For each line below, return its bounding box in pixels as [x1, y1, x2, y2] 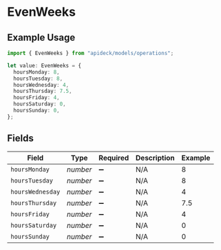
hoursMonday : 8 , [13, 68, 60, 76]
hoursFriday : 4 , [13, 94, 60, 101]
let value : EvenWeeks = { [7, 62, 81, 69]
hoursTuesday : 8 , [13, 75, 63, 82]
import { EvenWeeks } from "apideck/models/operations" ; [7, 50, 174, 56]
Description [135, 153, 175, 163]
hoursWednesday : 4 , [13, 81, 70, 88]
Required [98, 153, 129, 163]
